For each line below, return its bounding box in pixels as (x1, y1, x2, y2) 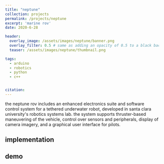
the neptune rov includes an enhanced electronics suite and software (5, 101, 144, 107)
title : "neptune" (5, 7, 41, 12)
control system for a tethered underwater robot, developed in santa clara (5, 106, 151, 112)
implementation (5, 136, 55, 144)
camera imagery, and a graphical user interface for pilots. (5, 121, 121, 127)
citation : (5, 88, 25, 92)
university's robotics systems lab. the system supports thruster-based (5, 111, 146, 117)
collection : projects (5, 12, 49, 17)
